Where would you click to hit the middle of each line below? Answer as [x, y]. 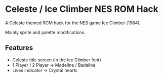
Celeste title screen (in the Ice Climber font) [57, 60]
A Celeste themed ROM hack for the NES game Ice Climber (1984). [73, 23]
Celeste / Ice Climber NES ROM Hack [82, 9]
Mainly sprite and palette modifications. [45, 32]
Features [19, 48]
